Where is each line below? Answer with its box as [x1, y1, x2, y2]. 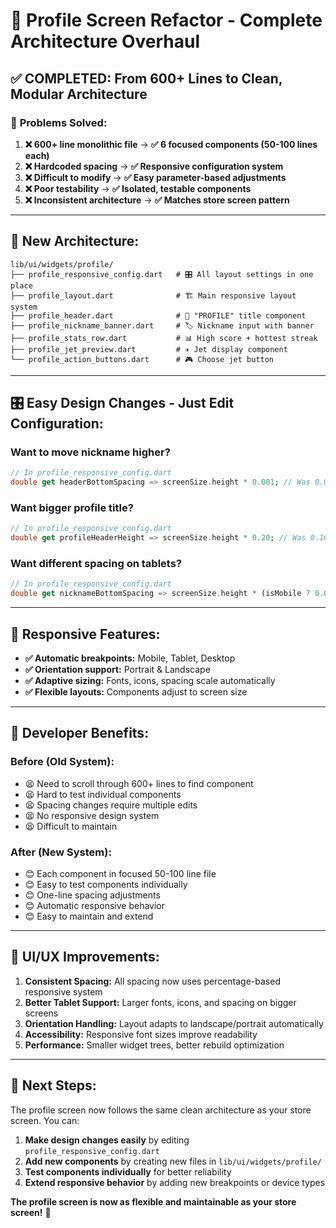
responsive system [24, 985, 103, 998]
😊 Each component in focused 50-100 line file [24, 868, 217, 880]
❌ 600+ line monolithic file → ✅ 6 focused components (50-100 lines [24, 138, 318, 150]
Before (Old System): [10, 755, 115, 769]
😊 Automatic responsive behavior [24, 900, 166, 912]
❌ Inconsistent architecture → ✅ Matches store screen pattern [24, 194, 290, 206]
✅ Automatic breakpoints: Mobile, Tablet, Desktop [24, 652, 236, 664]
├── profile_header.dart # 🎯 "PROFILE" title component [10, 310, 307, 321]
